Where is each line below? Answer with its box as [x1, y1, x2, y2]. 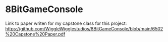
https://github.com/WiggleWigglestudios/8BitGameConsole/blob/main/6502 [5, 25, 163, 31]
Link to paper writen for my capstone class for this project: [5, 20, 127, 26]
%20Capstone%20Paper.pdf [5, 31, 66, 37]
